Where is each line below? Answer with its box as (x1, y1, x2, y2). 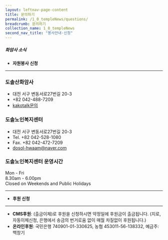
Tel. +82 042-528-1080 (12, 134, 61, 140)
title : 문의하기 (5, 12, 35, 17)
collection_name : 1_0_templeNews (5, 26, 75, 31)
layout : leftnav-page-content (5, 7, 68, 12)
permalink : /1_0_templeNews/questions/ (5, 16, 88, 21)
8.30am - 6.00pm (5, 175, 41, 181)
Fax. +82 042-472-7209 (12, 139, 63, 145)
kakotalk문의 (12, 102, 38, 108)
